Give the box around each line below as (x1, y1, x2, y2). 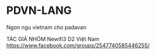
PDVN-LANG (6, 4, 72, 18)
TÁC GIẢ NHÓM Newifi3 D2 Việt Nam (6, 35, 100, 42)
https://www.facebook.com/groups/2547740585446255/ (6, 42, 150, 49)
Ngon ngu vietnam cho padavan (6, 24, 87, 31)
